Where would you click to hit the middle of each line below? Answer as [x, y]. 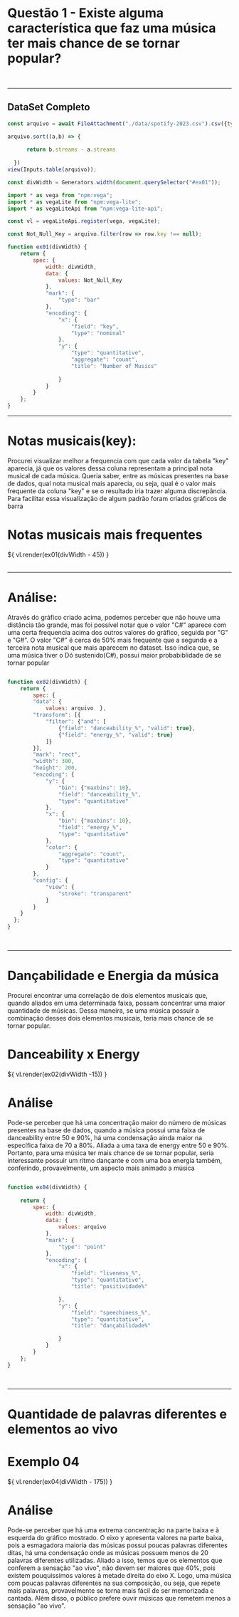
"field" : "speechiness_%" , [111, 1312]
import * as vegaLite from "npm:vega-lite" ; [74, 202]
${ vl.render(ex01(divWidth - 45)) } [58, 554]
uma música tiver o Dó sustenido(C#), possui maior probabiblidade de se [115, 655]
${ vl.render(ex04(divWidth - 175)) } [60, 1481]
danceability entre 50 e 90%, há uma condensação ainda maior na [105, 1137]
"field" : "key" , [95, 326]
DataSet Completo [49, 107]
